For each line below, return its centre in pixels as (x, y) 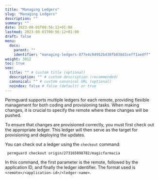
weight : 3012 (18, 59)
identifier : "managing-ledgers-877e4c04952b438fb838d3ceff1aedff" (82, 54)
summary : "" (17, 23)
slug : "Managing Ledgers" (31, 14)
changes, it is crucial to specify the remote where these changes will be (77, 110)
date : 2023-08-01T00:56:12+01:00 (39, 28)
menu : (10, 41)
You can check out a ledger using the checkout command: (63, 144)
